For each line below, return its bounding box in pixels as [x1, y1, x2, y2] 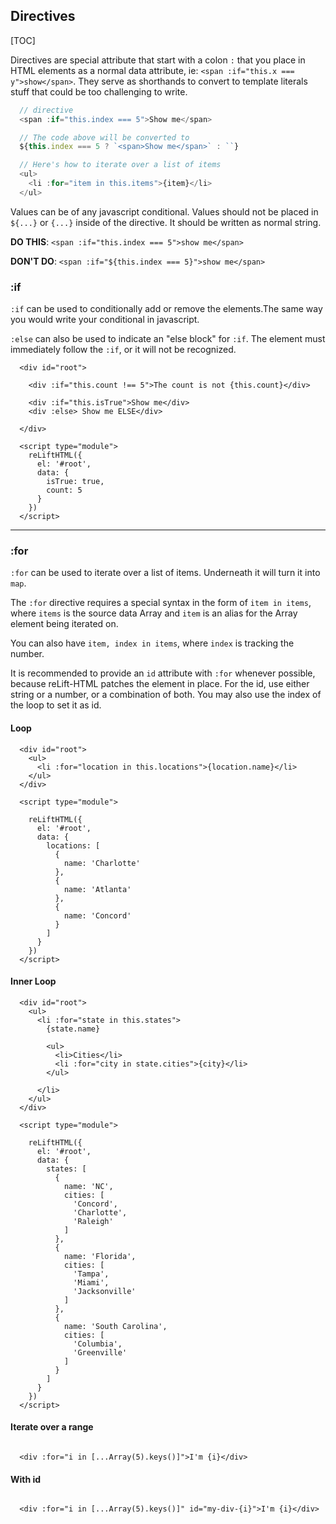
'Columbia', [73, 1339, 123, 1349]
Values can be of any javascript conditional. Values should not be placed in [10, 205, 319, 218]
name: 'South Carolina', [63, 1321, 168, 1331]
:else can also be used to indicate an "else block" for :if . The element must [10, 333, 326, 345]
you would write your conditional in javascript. [10, 314, 200, 326]
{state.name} [46, 1024, 101, 1034]
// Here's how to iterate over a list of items [19, 160, 222, 170]
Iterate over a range [10, 1421, 94, 1433]
